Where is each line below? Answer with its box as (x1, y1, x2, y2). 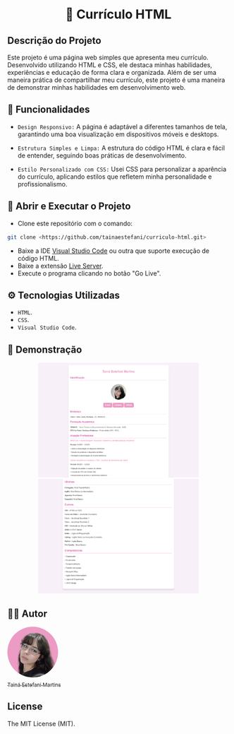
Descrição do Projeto (7, 35, 101, 47)
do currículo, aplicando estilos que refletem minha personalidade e (17, 172, 212, 181)
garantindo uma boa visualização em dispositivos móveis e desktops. (17, 130, 219, 138)
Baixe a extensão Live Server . (17, 261, 104, 270)
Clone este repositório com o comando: (17, 219, 133, 227)
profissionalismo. (17, 179, 68, 188)
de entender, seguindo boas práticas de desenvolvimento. (17, 151, 187, 160)
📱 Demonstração (7, 343, 82, 355)
